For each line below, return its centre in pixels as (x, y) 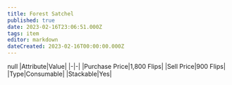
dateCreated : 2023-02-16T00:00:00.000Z (66, 46)
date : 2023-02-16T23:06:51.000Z (55, 27)
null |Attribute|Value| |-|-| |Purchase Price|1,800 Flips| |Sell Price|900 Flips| (116, 66)
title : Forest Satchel (41, 14)
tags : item (23, 33)
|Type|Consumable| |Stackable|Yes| (60, 74)
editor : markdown (33, 40)
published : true (31, 20)
